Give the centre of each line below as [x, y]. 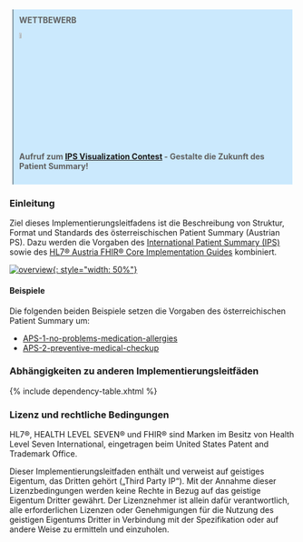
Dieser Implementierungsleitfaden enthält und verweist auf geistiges [137, 472]
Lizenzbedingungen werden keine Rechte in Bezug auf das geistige [135, 491]
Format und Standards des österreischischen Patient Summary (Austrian [145, 233]
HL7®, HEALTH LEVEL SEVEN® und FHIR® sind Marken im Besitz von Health [152, 435]
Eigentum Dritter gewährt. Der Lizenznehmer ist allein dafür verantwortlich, [150, 500]
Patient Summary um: [50, 320]
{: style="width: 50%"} [95, 270]
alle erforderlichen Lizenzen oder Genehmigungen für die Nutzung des [142, 510]
